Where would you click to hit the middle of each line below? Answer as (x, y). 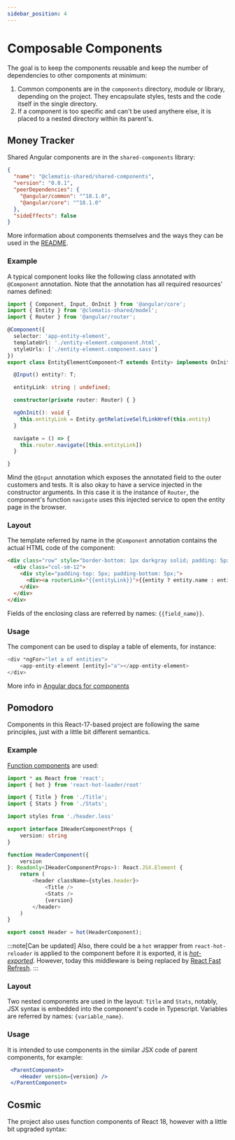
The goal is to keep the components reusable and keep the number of (108, 68)
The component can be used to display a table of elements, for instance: (112, 646)
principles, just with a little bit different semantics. (79, 732)
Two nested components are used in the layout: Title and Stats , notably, (113, 1001)
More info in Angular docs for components (68, 686)
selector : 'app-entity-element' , (62, 337)
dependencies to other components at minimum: (77, 75)
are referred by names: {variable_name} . (65, 1016)
